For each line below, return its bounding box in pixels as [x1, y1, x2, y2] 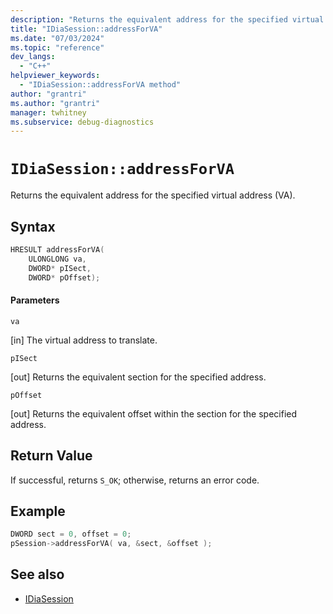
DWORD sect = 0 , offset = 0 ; [10, 529, 132, 540]
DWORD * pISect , [28, 263, 92, 273]
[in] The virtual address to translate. [10, 334, 158, 346]
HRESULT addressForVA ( [10, 245, 105, 255]
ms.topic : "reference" [10, 42, 105, 53]
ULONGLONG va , [28, 254, 87, 264]
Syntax [10, 218, 56, 235]
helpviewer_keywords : [10, 71, 101, 81]
